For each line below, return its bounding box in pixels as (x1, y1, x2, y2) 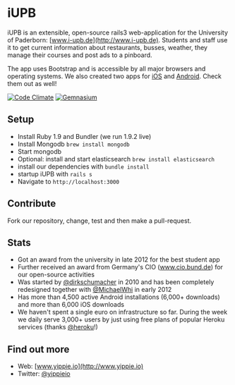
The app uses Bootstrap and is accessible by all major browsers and (7, 64, 206, 73)
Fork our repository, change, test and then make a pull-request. (7, 216, 192, 225)
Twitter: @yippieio (17, 369, 71, 378)
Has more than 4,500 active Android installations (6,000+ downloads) (17, 293, 220, 301)
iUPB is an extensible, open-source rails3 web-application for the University (7, 28, 228, 37)
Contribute (7, 197, 56, 209)
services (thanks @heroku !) (17, 323, 99, 331)
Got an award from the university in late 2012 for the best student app (17, 255, 220, 264)
